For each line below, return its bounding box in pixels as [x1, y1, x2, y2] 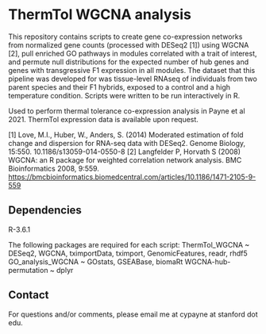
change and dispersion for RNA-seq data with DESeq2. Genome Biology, [8, 138, 246, 148]
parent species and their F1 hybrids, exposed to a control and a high [8, 82, 231, 92]
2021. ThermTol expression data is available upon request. [8, 114, 199, 124]
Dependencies [8, 204, 82, 217]
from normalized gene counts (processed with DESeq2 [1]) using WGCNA [8, 40, 249, 49]
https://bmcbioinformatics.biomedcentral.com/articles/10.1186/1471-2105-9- [8, 172, 256, 182]
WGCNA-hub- [184, 256, 231, 267]
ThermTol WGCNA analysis [8, 6, 192, 24]
